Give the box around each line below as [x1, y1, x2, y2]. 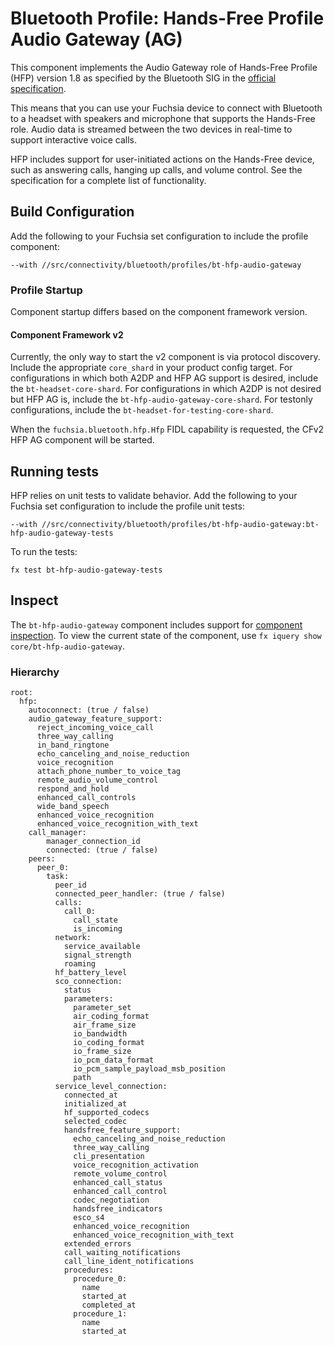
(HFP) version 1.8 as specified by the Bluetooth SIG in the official [10, 72, 277, 84]
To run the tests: [10, 546, 78, 558]
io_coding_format [73, 1038, 145, 1048]
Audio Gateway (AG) [10, 28, 183, 51]
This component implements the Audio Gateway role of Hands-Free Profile [10, 61, 318, 73]
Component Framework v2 [10, 328, 124, 341]
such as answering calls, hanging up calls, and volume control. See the [10, 163, 303, 176]
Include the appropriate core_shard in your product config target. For [10, 362, 293, 374]
